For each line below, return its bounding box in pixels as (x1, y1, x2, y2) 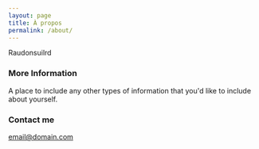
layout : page (8, 11, 52, 20)
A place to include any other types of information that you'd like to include (8, 86, 252, 95)
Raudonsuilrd (8, 48, 52, 58)
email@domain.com (8, 132, 74, 141)
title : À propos (8, 19, 62, 27)
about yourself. (8, 94, 58, 104)
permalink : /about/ (8, 26, 73, 34)
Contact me (8, 114, 55, 125)
